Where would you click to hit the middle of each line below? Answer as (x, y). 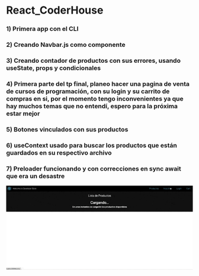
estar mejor (23, 113)
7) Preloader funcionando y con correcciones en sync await (94, 168)
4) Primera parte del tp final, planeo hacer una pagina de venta (98, 84)
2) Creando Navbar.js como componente (66, 45)
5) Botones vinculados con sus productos (67, 129)
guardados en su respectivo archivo (59, 153)
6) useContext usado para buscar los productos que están (92, 145)
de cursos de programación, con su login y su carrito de (88, 91)
